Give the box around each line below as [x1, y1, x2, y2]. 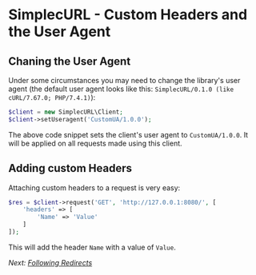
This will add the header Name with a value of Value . [8, 242, 176, 252]
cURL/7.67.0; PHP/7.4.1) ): [8, 93, 96, 102]
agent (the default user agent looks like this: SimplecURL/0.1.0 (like [8, 84, 234, 94]
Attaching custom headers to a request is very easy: [8, 182, 181, 193]
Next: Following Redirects [8, 257, 93, 267]
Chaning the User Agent [8, 54, 131, 68]
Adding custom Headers [8, 161, 133, 175]
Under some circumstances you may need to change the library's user [8, 76, 241, 85]
